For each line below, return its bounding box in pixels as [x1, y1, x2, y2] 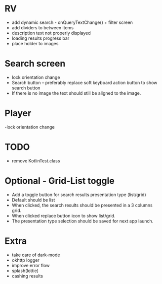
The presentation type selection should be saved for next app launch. [11, 218, 154, 224]
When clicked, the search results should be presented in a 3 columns [11, 202, 153, 208]
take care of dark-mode [11, 252, 60, 258]
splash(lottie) [11, 268, 39, 274]
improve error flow [11, 262, 50, 268]
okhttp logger [11, 257, 40, 263]
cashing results [11, 273, 43, 279]
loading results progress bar [11, 35, 70, 41]
